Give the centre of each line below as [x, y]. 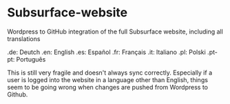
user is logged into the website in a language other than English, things [108, 79]
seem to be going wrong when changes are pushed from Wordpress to [108, 87]
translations [24, 38]
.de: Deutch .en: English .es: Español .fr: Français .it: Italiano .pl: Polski [107, 52]
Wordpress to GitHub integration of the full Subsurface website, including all [115, 31]
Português [31, 59]
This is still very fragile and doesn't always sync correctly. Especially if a [109, 73]
